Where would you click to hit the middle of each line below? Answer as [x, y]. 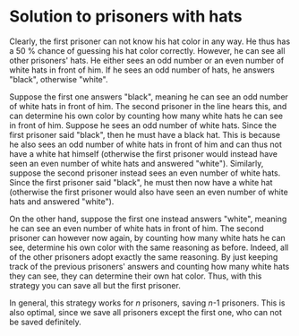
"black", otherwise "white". [59, 79]
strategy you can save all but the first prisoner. [95, 285]
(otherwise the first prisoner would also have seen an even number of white [149, 192]
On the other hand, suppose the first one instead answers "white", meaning [148, 219]
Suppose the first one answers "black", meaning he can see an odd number [149, 97]
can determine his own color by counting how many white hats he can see [146, 116]
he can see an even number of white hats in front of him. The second [137, 228]
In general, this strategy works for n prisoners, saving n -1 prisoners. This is [147, 303]
